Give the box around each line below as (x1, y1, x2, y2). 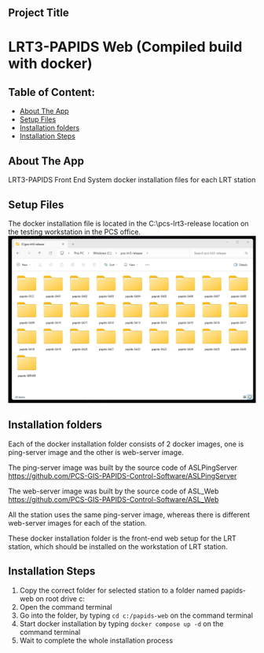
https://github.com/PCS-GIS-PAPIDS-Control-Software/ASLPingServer (8, 471, 237, 480)
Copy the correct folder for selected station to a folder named (19, 585, 219, 595)
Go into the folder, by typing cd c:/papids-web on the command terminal (19, 611, 254, 620)
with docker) (8, 54, 93, 72)
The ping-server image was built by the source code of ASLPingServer (8, 463, 238, 472)
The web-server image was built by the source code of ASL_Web (8, 486, 219, 496)
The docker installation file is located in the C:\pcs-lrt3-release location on (8, 219, 249, 229)
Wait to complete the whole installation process (19, 636, 174, 645)
